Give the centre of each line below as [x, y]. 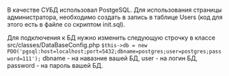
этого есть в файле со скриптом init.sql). [66, 24]
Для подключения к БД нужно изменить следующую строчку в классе [111, 38]
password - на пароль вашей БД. [55, 65]
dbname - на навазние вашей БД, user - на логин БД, [120, 58]
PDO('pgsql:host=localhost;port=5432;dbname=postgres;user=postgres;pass [114, 51]
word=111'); [24, 59]
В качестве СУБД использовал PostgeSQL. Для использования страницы [114, 10]
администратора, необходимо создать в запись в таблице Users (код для [115, 17]
